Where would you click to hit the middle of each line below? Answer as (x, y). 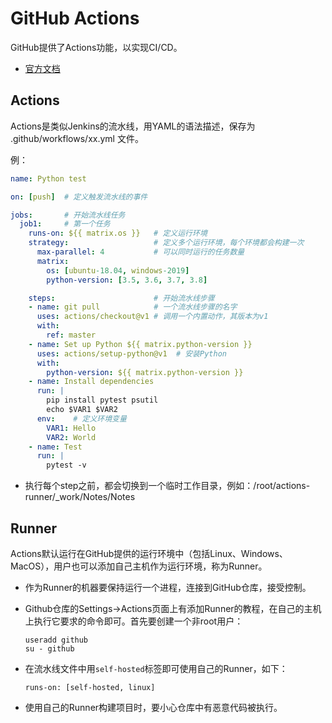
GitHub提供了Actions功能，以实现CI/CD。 (96, 47)
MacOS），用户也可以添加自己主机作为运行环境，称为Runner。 (139, 566)
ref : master (71, 335)
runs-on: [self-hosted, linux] (90, 687)
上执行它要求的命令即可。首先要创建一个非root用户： (134, 621)
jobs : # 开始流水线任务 (68, 215)
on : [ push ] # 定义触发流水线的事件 (79, 197)
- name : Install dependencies (91, 382)
